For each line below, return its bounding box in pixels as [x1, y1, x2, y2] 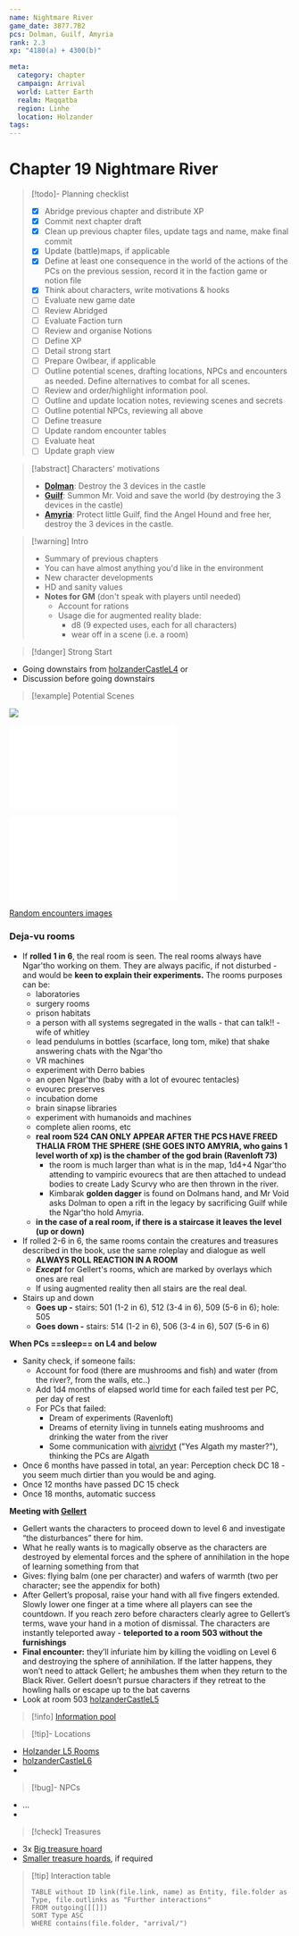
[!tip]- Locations [30, 1728, 91, 1739]
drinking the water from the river [48, 1431, 169, 1442]
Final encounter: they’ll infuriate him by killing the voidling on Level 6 [21, 1646, 277, 1657]
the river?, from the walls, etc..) [35, 1374, 151, 1385]
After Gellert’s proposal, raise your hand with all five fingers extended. [21, 1589, 280, 1600]
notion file [44, 275, 82, 286]
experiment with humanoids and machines [35, 1111, 192, 1122]
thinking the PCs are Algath [48, 1450, 150, 1461]
